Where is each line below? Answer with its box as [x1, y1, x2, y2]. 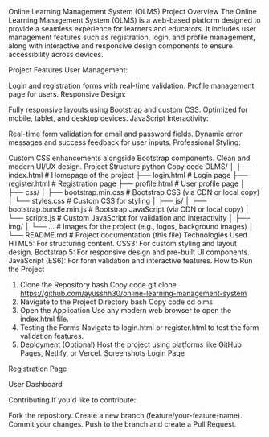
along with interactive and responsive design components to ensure [8, 41, 233, 51]
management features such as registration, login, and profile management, [8, 32, 255, 42]
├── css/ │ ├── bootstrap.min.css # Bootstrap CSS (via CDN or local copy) [8, 188, 260, 196]
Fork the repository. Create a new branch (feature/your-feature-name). [8, 410, 243, 420]
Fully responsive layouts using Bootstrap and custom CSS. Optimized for [8, 105, 249, 114]
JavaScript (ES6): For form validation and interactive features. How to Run [8, 256, 253, 265]
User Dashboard [8, 380, 63, 389]
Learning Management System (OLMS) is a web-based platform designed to [8, 15, 261, 25]
